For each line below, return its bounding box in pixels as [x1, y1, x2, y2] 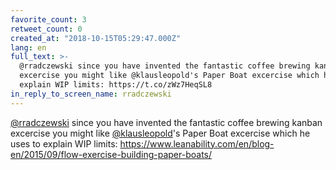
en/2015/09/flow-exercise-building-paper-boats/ [10, 148, 213, 160]
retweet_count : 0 [10, 24, 83, 34]
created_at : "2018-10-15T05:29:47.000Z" [10, 33, 182, 43]
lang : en [10, 42, 47, 53]
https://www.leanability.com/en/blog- [119, 137, 275, 150]
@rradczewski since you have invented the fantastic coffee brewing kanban [10, 116, 323, 128]
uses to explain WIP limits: [10, 137, 118, 150]
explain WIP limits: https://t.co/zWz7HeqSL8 [19, 80, 213, 90]
